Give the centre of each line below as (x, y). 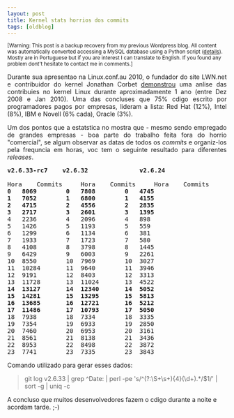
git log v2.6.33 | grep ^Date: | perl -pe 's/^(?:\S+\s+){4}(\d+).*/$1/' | (121, 379)
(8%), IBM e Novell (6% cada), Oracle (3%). (70, 114)
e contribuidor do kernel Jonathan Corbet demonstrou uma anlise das (117, 84)
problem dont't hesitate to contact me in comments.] (70, 64)
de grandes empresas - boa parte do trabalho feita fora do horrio (117, 135)
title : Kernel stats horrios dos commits (68, 20)
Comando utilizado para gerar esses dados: (70, 365)
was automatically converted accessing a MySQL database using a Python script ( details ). (115, 52)
